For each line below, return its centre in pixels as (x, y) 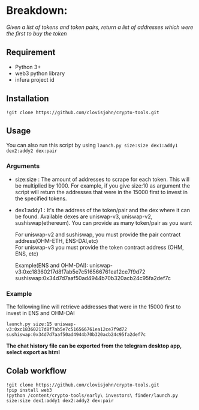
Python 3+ (28, 67)
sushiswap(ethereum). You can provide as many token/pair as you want (103, 222)
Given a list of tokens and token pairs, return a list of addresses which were (100, 27)
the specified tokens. (41, 198)
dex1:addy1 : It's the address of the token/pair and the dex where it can (102, 210)
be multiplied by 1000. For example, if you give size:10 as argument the (102, 185)
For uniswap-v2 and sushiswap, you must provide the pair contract (98, 234)
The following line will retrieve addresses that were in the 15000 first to (94, 307)
